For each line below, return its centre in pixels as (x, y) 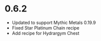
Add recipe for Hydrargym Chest (45, 33)
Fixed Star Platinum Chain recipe (45, 27)
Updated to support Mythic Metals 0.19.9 (54, 22)
